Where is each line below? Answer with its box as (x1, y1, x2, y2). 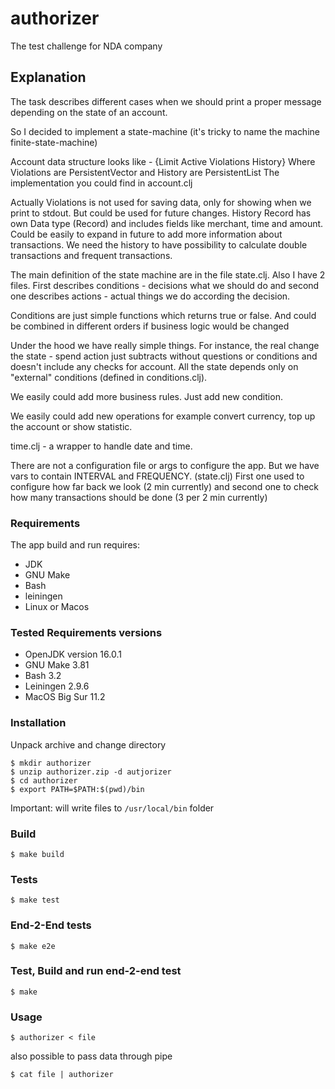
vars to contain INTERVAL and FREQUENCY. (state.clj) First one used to (10, 470, 305, 482)
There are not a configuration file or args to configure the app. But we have (10, 459, 320, 471)
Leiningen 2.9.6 (24, 680, 90, 692)
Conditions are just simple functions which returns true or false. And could (10, 309, 317, 321)
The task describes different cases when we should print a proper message (10, 95, 322, 107)
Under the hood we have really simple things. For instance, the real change (10, 339, 320, 351)
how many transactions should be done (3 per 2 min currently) (10, 491, 268, 503)
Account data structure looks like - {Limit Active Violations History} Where (10, 155, 316, 167)
